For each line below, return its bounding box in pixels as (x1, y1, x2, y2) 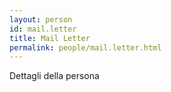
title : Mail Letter (9, 33, 91, 43)
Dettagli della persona (9, 70, 100, 82)
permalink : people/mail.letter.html (9, 42, 162, 53)
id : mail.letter (9, 24, 77, 34)
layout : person (9, 14, 73, 25)
